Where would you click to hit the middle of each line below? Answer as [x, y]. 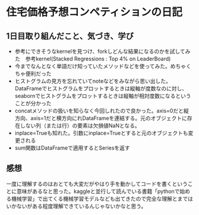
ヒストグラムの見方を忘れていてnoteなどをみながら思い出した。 [93, 81]
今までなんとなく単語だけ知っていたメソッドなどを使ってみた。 [92, 66]
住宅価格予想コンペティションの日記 [94, 12]
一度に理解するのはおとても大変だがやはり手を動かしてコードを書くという [97, 184]
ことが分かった [33, 103]
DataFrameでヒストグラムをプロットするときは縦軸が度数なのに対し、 [101, 88]
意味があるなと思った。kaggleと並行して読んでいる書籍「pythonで [98, 191]
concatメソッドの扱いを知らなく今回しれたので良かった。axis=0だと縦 [102, 111]
